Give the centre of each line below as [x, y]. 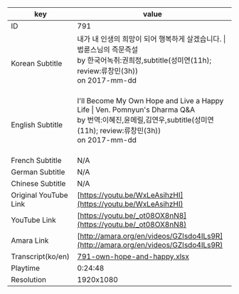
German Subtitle [38, 172]
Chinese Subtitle [38, 183]
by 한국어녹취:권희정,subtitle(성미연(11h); [144, 60]
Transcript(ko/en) [40, 257]
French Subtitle [36, 161]
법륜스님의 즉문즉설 [108, 49]
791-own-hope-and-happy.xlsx [133, 257]
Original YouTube [40, 195]
